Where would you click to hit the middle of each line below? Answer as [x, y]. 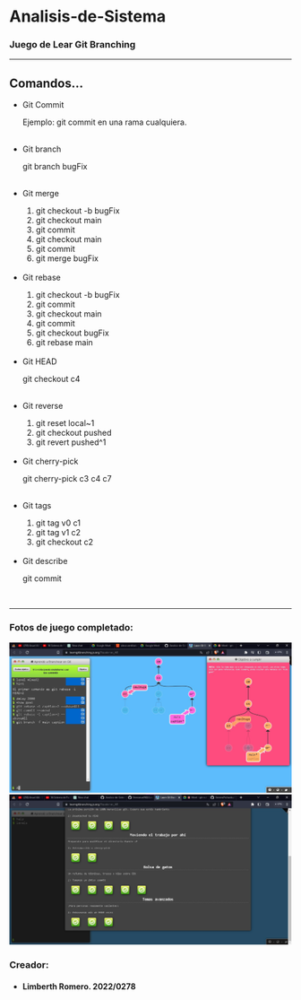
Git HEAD [39, 361]
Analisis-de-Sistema [88, 17]
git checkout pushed [73, 433]
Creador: [29, 964]
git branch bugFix [55, 167]
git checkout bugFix [72, 333]
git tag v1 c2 [58, 533]
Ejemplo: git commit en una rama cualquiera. [104, 122]
